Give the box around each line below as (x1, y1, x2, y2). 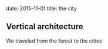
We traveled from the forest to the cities (6, 37, 103, 44)
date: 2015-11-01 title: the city (6, 5, 77, 12)
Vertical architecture (6, 22, 83, 32)
